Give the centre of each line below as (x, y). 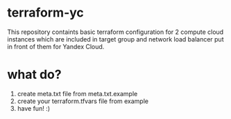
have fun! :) (34, 108)
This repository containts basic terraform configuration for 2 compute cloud (115, 32)
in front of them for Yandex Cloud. (56, 46)
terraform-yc (46, 13)
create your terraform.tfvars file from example (83, 101)
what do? (34, 75)
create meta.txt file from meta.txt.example (77, 93)
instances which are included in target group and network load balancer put (115, 39)
